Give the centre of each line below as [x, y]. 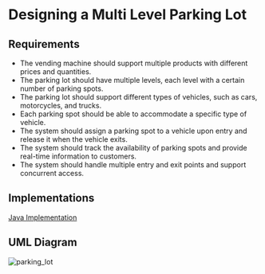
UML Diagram [43, 243]
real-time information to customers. [78, 156]
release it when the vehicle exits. [73, 139]
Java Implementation [43, 217]
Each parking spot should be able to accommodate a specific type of [133, 114]
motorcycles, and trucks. [61, 106]
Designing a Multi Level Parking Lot [128, 15]
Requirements [44, 44]
